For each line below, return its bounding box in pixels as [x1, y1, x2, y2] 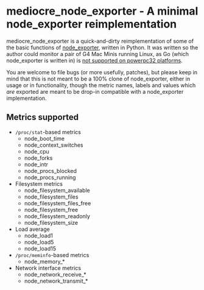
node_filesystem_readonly [24, 212, 90, 220]
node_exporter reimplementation [6, 17, 177, 31]
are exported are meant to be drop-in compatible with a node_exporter [6, 88, 184, 95]
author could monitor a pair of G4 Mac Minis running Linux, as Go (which [6, 50, 189, 57]
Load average [15, 225, 50, 233]
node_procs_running [24, 174, 76, 181]
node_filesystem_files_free [24, 199, 91, 207]
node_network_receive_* [24, 271, 86, 278]
